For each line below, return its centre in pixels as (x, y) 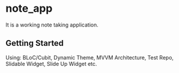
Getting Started (35, 43)
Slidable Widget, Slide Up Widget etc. (51, 64)
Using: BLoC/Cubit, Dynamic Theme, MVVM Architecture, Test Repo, (90, 57)
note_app (29, 9)
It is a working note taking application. (52, 25)
